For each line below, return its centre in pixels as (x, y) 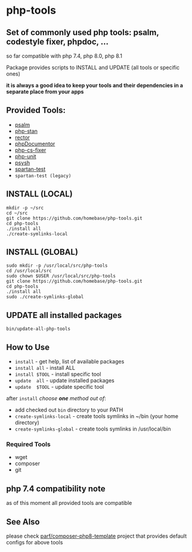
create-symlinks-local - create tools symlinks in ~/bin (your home (97, 416)
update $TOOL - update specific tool (59, 387)
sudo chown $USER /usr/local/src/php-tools (61, 276)
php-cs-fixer (30, 150)
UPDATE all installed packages (64, 315)
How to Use (28, 347)
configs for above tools (35, 542)
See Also (23, 522)
